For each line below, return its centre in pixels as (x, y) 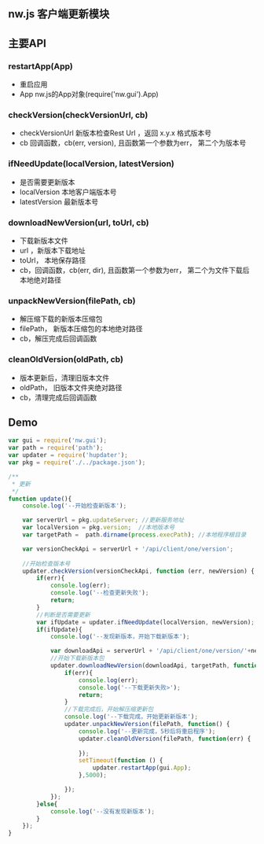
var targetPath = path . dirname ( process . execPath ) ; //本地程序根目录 (134, 535)
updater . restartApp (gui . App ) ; (142, 768)
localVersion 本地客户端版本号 (68, 192)
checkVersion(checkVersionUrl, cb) (78, 115)
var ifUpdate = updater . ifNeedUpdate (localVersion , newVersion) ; (146, 622)
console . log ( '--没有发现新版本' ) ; (103, 811)
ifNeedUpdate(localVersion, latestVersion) (91, 164)
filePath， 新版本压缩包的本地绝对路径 (81, 329)
